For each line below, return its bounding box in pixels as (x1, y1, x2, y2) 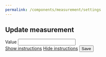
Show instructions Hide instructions (5, 46, 78, 52)
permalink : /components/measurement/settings (5, 7, 101, 12)
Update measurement (5, 26, 74, 34)
